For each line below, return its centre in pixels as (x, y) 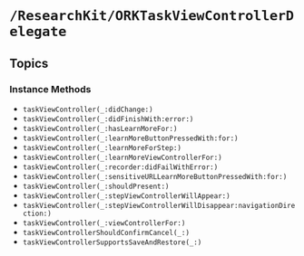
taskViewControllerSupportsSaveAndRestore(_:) (112, 242)
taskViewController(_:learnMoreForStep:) (102, 147)
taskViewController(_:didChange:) (88, 109)
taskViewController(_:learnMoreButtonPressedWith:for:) (130, 138)
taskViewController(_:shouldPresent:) (96, 186)
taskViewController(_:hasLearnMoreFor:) (100, 128)
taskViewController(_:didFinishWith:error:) (108, 119)
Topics (29, 63)
